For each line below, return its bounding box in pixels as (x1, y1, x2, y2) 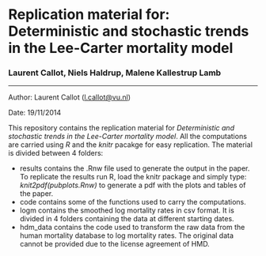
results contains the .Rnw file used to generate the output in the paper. (19, 164, 250, 173)
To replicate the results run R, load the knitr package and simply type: (19, 172, 247, 182)
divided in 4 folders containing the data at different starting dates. (19, 214, 235, 224)
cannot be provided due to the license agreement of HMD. (19, 239, 210, 249)
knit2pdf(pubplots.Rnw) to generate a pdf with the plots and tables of (19, 180, 246, 190)
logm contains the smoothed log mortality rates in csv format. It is (19, 205, 235, 215)
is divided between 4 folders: (8, 149, 104, 158)
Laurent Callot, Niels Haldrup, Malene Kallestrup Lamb (8, 67, 222, 78)
